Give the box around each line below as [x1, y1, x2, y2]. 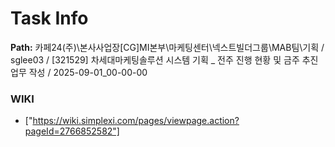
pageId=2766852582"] [24, 125, 120, 137]
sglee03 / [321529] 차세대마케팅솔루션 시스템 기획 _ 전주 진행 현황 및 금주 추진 [10, 53, 319, 66]
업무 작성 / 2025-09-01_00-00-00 [10, 66, 148, 78]
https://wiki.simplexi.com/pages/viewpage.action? [32, 115, 240, 127]
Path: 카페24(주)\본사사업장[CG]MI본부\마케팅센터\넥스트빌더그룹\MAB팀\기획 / [10, 41, 325, 53]
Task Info [10, 7, 89, 30]
